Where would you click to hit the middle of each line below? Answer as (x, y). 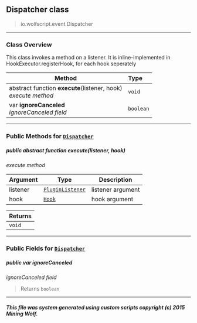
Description (116, 180)
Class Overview (29, 45)
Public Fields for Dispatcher (46, 248)
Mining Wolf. (22, 314)
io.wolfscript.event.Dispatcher (57, 24)
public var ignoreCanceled (39, 262)
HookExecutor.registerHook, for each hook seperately (71, 64)
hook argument (112, 199)
